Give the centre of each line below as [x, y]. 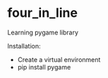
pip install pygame [44, 67]
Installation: [24, 46]
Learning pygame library [43, 32]
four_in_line [42, 13]
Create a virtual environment [59, 59]
